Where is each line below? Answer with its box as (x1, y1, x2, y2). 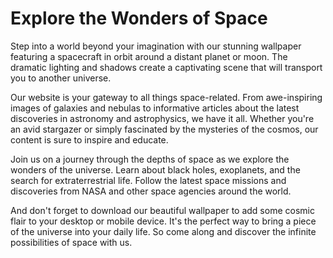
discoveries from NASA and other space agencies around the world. (10, 185, 292, 197)
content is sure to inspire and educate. (10, 133, 169, 146)
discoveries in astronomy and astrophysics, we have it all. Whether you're (10, 112, 315, 124)
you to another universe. (10, 72, 112, 84)
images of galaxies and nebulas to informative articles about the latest (10, 102, 300, 114)
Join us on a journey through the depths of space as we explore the (10, 153, 290, 165)
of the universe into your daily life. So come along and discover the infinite (10, 225, 317, 237)
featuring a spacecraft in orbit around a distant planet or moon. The (10, 50, 288, 62)
